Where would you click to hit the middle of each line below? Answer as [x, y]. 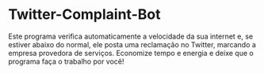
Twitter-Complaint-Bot [84, 15]
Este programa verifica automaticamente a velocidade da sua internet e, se [131, 36]
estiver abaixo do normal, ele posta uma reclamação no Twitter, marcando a [132, 44]
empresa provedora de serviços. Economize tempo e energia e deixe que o [131, 53]
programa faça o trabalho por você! [66, 61]
